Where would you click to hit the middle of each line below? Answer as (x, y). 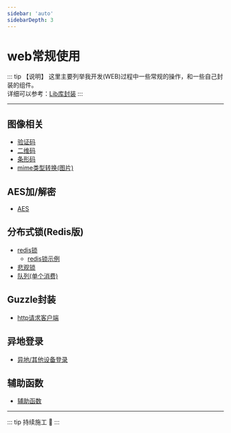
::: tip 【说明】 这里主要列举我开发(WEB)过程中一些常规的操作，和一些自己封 (115, 77)
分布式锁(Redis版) (45, 232)
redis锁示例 (44, 259)
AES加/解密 (32, 191)
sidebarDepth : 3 (30, 20)
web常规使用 (44, 56)
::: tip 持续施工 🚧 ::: (33, 422)
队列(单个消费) (37, 276)
